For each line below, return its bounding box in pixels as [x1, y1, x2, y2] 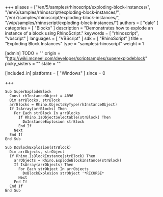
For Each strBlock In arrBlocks [14, 111, 80, 115]
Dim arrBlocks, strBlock [9, 98, 60, 103]
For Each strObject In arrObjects [18, 167, 89, 171]
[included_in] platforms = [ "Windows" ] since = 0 [5, 70, 106, 76]
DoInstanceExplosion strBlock [23, 119, 84, 124]
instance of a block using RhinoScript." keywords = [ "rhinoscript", [5, 30, 139, 36]
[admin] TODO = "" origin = [5, 50, 60, 56]
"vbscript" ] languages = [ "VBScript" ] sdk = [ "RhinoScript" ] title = [5, 35, 143, 41]
